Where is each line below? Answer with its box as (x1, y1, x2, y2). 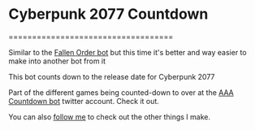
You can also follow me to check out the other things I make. (8, 111, 211, 122)
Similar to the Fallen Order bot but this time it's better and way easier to (8, 47, 247, 57)
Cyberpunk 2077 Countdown (8, 5, 209, 24)
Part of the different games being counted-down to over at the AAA (8, 87, 234, 97)
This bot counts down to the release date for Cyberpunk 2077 (8, 71, 215, 81)
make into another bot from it (8, 56, 106, 66)
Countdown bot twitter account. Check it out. (8, 96, 160, 106)
